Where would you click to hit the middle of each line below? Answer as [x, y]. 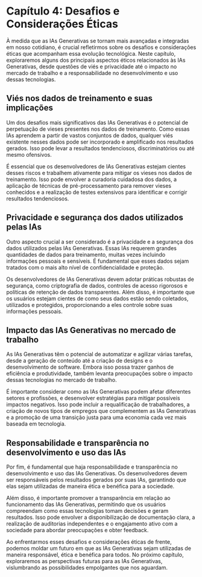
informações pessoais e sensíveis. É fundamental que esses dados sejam [98, 261]
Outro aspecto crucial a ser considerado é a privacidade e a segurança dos [100, 242]
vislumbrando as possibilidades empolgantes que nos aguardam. [87, 568]
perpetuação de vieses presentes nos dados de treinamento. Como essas [98, 129]
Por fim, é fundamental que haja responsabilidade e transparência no [92, 467]
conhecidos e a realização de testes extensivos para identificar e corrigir [97, 192]
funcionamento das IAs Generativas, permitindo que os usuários [86, 504]
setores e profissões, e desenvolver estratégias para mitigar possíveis [93, 398]
